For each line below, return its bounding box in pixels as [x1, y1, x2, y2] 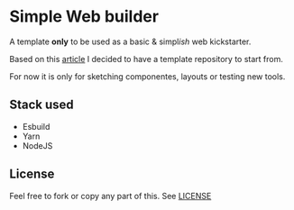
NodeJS [22, 140, 53, 151]
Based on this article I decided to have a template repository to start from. [9, 53, 284, 64]
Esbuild [22, 121, 51, 132]
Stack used [9, 97, 74, 113]
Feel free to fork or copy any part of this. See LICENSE [9, 190, 212, 201]
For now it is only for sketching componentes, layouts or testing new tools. [9, 70, 286, 82]
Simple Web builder [9, 6, 160, 27]
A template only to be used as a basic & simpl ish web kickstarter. [9, 36, 252, 47]
